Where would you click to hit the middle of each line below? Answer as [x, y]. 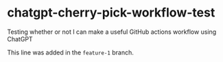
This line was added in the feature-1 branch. [70, 52]
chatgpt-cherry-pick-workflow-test [111, 13]
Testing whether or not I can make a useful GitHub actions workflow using [112, 32]
